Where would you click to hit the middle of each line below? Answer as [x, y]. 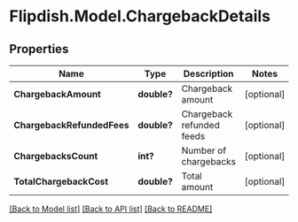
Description [208, 74]
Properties [39, 49]
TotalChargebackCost [61, 181]
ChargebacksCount [56, 156]
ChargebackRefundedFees [71, 125]
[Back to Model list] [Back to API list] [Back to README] [111, 209]
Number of [204, 150]
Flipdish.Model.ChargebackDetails [140, 16]
